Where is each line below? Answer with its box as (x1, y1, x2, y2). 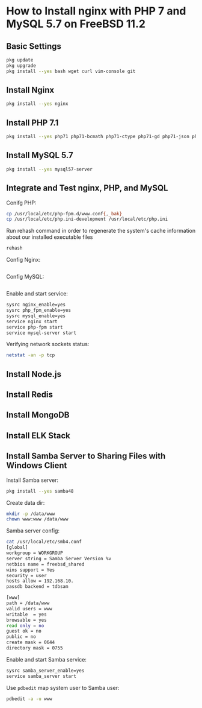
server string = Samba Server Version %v (6, 555, 112, 561)
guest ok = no (6, 628, 42, 634)
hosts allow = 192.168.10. (6, 578, 74, 584)
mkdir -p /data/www (6, 511, 55, 517)
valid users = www (6, 605, 52, 612)
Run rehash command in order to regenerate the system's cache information (6, 227, 196, 235)
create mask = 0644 (6, 639, 55, 646)
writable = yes (6, 611, 47, 618)
